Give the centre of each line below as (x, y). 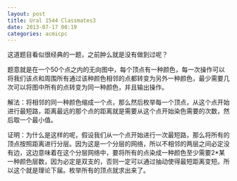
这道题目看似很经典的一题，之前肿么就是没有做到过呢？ (87, 54)
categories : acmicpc (38, 34)
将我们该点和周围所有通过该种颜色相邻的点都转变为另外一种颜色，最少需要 (115, 78)
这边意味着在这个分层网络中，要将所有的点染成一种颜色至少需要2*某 (126, 153)
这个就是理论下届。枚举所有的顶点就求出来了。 (81, 170)
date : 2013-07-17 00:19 (42, 27)
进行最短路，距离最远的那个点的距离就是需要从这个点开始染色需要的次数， (115, 111)
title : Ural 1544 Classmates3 (52, 21)
